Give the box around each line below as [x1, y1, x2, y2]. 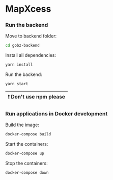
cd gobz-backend [5, 43, 40, 48]
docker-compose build [5, 132, 51, 137]
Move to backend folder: [5, 33, 57, 39]
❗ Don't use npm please [8, 93, 65, 101]
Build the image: [5, 122, 39, 128]
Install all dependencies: [5, 52, 56, 58]
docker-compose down [5, 170, 49, 175]
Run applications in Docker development [5, 110, 108, 117]
